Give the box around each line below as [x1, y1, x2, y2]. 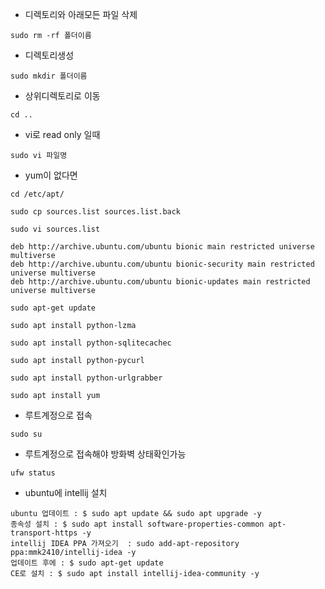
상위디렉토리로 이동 [24, 90, 101, 102]
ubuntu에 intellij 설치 [24, 487, 108, 498]
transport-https [10, 528, 78, 538]
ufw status [10, 468, 56, 478]
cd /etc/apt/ [10, 189, 65, 199]
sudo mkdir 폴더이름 [10, 71, 88, 81]
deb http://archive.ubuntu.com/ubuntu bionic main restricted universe [10, 242, 315, 252]
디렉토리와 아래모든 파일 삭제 [24, 9, 138, 20]
